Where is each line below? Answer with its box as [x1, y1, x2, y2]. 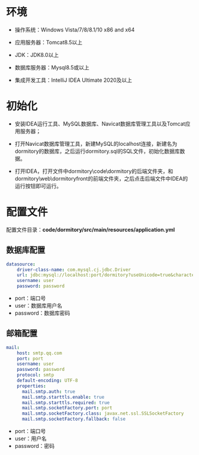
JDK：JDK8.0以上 [14, 51, 59, 58]
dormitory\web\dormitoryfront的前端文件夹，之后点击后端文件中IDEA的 [14, 175, 188, 182]
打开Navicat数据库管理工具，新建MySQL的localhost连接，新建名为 [14, 140, 178, 147]
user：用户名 [14, 435, 47, 442]
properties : [17, 383, 46, 389]
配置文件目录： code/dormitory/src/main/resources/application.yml [6, 226, 175, 233]
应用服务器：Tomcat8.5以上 [14, 39, 83, 46]
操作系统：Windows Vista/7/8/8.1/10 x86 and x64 [14, 26, 135, 33]
